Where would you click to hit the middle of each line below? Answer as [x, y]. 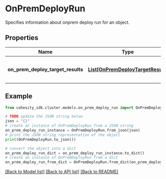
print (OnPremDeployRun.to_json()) [41, 139]
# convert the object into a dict [41, 148]
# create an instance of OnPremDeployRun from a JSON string [69, 126]
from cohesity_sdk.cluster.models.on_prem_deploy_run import [69, 108]
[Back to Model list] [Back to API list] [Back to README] [62, 172]
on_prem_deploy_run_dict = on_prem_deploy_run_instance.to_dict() [75, 153]
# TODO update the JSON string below [44, 117]
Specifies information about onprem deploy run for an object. [67, 22]
